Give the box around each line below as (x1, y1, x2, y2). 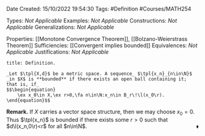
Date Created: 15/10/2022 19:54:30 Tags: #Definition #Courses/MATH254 (6, 5, 192, 12)
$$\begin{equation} (6, 87, 56, 93)
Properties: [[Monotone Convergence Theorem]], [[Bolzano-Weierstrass (6, 35, 188, 42)
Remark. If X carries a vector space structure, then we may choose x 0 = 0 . (6, 108, 195, 116)
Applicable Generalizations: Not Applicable (6, 24, 115, 30)
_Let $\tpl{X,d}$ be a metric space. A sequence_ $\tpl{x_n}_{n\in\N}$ (6, 71, 192, 77)
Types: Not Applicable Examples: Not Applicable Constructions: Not (6, 17, 178, 24)
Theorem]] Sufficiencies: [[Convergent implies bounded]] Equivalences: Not (6, 42, 198, 49)
